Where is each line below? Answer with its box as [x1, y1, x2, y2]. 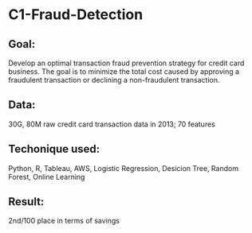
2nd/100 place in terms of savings [8, 216, 120, 226]
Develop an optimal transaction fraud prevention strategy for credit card [8, 58, 245, 68]
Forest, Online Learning [8, 172, 85, 181]
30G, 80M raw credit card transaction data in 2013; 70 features [8, 119, 215, 129]
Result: [8, 195, 45, 208]
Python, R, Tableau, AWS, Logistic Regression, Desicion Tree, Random [8, 163, 239, 173]
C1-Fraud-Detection [8, 6, 144, 24]
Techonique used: [8, 142, 100, 156]
